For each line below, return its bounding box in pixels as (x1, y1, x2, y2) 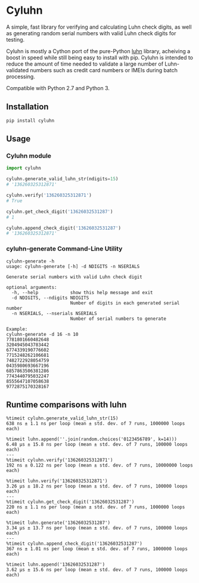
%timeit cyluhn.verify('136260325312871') (6, 457, 113, 463)
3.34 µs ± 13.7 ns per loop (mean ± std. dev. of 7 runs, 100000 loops (6, 525, 188, 531)
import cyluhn (6, 165, 42, 171)
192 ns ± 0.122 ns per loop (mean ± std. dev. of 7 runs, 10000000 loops (6, 462, 194, 468)
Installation (6, 102, 49, 112)
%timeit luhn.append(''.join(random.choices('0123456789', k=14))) (6, 436, 178, 442)
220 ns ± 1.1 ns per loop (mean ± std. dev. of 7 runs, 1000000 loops (6, 504, 185, 510)
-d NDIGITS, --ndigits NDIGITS (11, 295, 89, 301)
